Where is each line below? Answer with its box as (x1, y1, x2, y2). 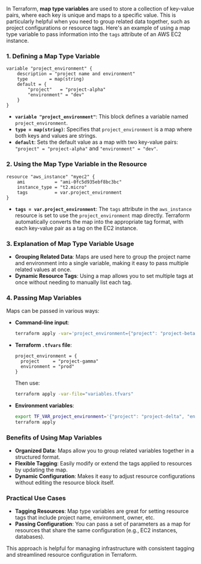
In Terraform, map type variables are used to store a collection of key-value (6, 5, 195, 12)
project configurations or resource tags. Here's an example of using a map (6, 24, 191, 31)
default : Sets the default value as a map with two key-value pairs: (14, 138, 178, 146)
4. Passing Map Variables (6, 293, 82, 302)
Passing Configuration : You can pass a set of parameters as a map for (14, 520, 191, 528)
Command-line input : (14, 319, 70, 326)
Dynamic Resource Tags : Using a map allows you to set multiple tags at (14, 272, 194, 279)
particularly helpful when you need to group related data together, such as (6, 18, 190, 25)
